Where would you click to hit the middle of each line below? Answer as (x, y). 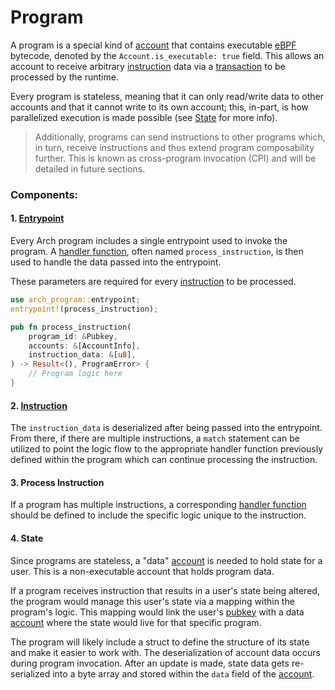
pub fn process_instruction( (71, 327)
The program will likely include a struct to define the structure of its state (160, 642)
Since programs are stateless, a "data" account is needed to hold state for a (166, 560)
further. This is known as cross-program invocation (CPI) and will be (175, 158)
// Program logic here (75, 374)
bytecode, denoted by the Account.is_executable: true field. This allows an (167, 55)
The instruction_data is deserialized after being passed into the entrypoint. (166, 428)
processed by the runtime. (64, 77)
